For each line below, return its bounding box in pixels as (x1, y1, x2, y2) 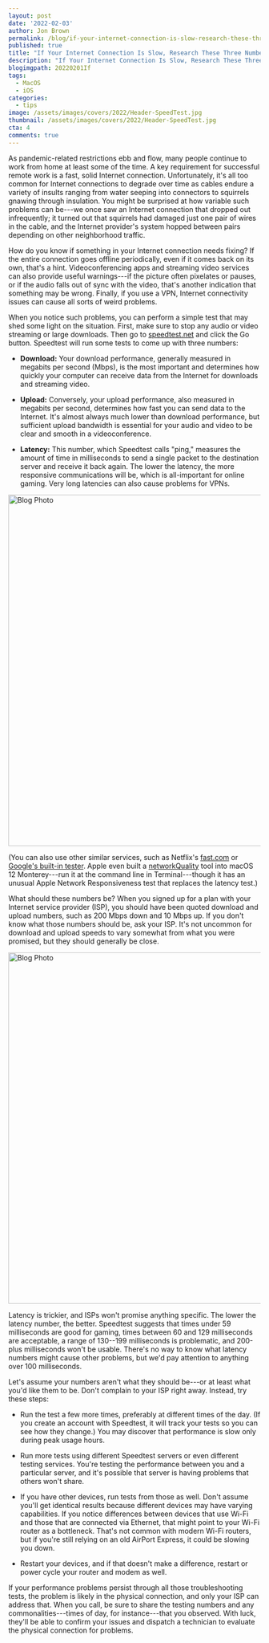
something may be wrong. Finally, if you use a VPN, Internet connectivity (8, 288, 248, 298)
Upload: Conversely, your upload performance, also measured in (19, 394, 235, 404)
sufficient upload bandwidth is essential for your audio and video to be (19, 420, 254, 430)
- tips (15, 101, 38, 109)
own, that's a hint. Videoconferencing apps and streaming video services (8, 263, 250, 272)
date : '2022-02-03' (8, 19, 74, 27)
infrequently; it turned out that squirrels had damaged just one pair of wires (8, 213, 256, 222)
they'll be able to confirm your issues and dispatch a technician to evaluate (8, 1616, 255, 1626)
